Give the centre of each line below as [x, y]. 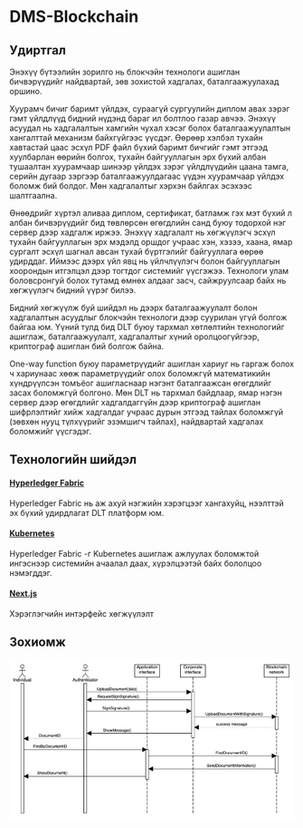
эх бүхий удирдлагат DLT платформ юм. [87, 512]
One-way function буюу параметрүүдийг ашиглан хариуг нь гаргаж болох [152, 364]
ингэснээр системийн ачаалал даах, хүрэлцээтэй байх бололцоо [136, 563]
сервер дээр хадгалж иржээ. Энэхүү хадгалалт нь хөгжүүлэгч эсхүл [142, 232]
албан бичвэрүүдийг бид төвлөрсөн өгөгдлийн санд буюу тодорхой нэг [148, 223]
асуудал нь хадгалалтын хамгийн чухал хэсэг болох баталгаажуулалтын [150, 128]
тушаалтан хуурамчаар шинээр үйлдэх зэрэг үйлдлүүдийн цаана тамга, [149, 166]
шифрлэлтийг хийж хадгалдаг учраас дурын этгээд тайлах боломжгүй [147, 412]
